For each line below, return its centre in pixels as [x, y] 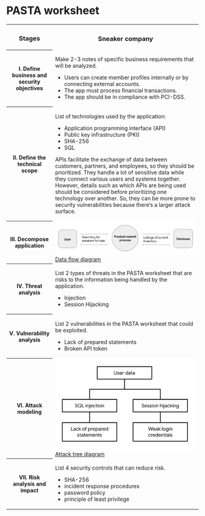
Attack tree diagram [80, 454]
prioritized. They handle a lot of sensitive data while [119, 172]
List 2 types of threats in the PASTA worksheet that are [123, 273]
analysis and [30, 484]
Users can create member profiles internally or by [126, 77]
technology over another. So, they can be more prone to [125, 198]
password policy [85, 493]
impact [29, 490]
